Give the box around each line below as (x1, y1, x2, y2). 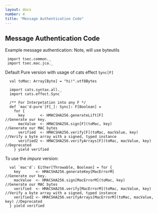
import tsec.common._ (7, 57, 51, 61)
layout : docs (5, 7, 32, 12)
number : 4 (5, 12, 25, 17)
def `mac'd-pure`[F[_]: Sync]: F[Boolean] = (9, 104, 101, 110)
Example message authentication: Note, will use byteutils (5, 47, 119, 53)
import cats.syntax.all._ (9, 87, 62, 93)
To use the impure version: (5, 155, 59, 161)
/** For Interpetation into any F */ (9, 100, 86, 105)
